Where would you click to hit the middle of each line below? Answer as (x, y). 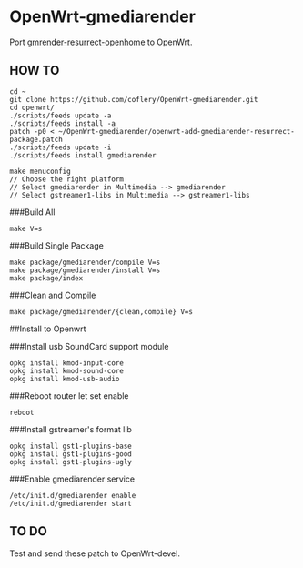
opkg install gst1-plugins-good (71, 454)
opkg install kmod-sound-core (67, 370)
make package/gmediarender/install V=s (85, 270)
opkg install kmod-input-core (67, 363)
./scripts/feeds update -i (61, 147)
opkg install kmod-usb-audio (65, 379)
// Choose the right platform (67, 179)
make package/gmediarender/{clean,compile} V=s (101, 311)
